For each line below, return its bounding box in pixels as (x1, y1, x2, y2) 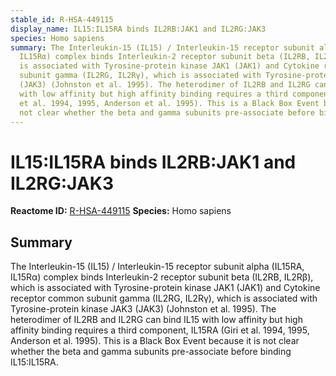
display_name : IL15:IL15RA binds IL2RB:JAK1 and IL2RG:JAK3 (10, 24, 267, 34)
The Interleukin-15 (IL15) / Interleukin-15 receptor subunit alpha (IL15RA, (10, 261, 305, 273)
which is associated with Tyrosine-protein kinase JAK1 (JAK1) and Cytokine (10, 282, 321, 294)
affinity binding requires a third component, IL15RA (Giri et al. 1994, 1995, (10, 324, 310, 336)
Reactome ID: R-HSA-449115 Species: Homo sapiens (10, 205, 232, 217)
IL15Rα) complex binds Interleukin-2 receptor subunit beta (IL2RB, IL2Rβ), (10, 271, 314, 283)
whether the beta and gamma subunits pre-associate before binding (10, 346, 292, 358)
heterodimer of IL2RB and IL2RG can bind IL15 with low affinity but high (10, 314, 303, 326)
